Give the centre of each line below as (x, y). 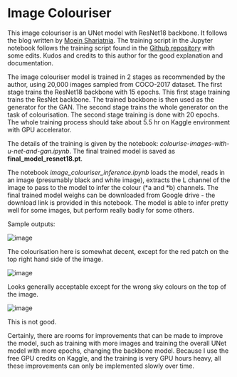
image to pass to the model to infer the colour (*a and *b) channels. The (113, 187)
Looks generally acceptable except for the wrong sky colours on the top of (117, 287)
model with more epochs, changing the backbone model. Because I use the (118, 351)
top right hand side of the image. (55, 259)
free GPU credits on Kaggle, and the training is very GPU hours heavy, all (114, 358)
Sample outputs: (31, 224)
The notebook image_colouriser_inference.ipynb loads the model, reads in (116, 172)
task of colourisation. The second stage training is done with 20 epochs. (114, 115)
